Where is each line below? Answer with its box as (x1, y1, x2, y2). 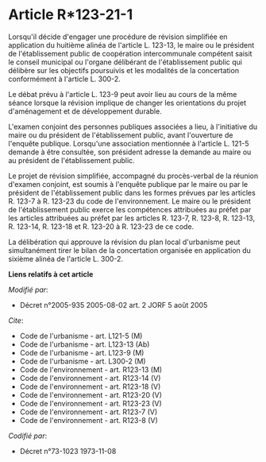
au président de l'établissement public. (8, 155, 135, 165)
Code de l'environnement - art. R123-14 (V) (19, 373, 161, 382)
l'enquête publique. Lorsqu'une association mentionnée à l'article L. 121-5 (8, 138, 249, 148)
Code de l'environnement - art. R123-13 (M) (19, 364, 163, 375)
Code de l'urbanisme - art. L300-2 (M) (19, 356, 146, 366)
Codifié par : (8, 431, 48, 441)
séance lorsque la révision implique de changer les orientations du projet (8, 98, 246, 107)
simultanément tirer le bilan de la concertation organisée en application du (8, 245, 252, 255)
